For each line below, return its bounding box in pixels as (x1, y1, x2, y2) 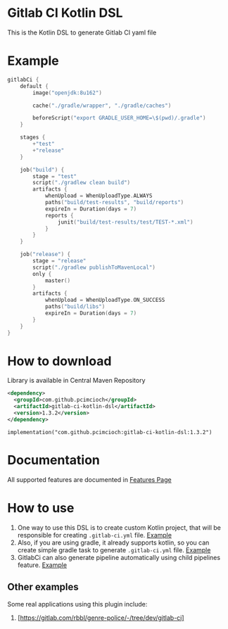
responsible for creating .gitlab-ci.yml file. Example (17, 530, 172, 539)
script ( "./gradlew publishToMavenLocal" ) (32, 264, 156, 271)
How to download (7, 353, 112, 369)
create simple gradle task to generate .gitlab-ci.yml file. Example (17, 545, 211, 554)
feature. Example (17, 561, 68, 569)
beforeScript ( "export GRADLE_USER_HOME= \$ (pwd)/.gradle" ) (32, 115, 206, 122)
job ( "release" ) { (20, 251, 71, 258)
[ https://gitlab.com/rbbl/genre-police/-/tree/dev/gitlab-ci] (17, 614, 184, 622)
